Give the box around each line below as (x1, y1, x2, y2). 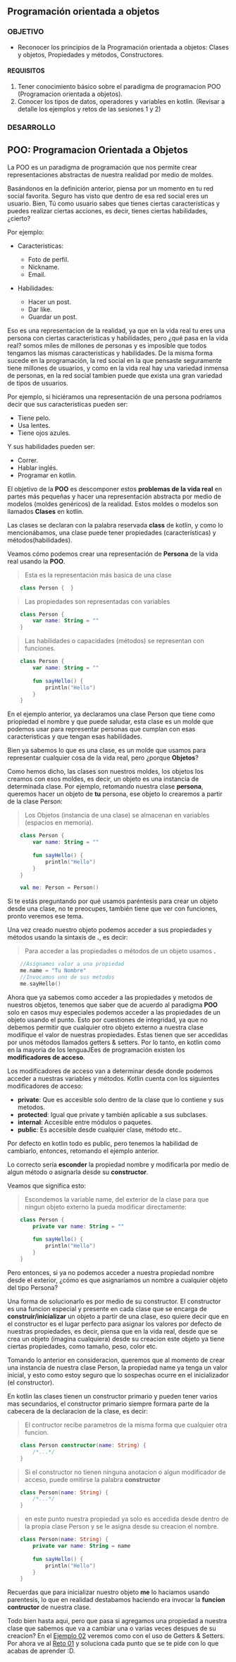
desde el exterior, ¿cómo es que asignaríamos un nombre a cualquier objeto (7, 1276, 228, 1284)
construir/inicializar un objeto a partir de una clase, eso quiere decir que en (7, 1312, 229, 1320)
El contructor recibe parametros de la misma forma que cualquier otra (24, 1421, 228, 1429)
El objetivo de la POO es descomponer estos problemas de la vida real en (7, 484, 223, 493)
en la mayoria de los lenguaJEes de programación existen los (7, 1045, 185, 1054)
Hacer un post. (27, 297, 72, 306)
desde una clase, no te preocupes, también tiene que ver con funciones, (7, 904, 218, 913)
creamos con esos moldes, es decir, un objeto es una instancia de (7, 775, 199, 783)
